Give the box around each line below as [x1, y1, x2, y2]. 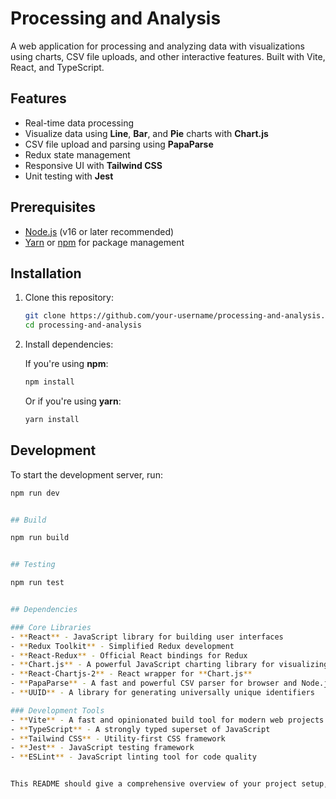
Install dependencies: [24, 338, 114, 351]
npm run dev [10, 488, 60, 498]
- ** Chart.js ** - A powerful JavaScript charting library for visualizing [10, 660, 329, 670]
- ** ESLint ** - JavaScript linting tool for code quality [10, 752, 257, 762]
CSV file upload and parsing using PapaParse [24, 138, 214, 150]
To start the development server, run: [10, 468, 163, 481]
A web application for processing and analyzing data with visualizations [10, 40, 305, 52]
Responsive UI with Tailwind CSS [24, 159, 163, 171]
